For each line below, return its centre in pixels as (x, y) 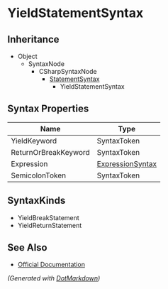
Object (27, 56)
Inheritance (33, 39)
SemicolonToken (38, 175)
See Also (27, 247)
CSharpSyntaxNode (68, 71)
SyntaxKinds (37, 201)
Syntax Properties (48, 109)
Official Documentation (51, 265)
